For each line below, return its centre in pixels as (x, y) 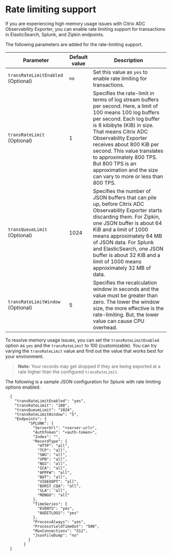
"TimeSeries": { (50, 504)
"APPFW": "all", (55, 473)
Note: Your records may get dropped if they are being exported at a (89, 366)
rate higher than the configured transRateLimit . (68, 372)
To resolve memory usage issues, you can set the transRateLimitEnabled (82, 340)
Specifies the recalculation (125, 283)
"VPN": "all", (52, 459)
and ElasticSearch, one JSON (128, 248)
